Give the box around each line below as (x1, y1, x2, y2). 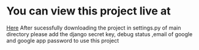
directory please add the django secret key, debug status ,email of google (6, 30, 193, 37)
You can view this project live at (6, 4, 171, 18)
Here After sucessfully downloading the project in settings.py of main (6, 24, 182, 31)
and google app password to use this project (6, 37, 119, 44)
